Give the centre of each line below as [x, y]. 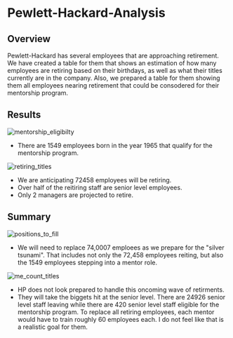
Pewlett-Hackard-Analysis [87, 13]
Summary [29, 217]
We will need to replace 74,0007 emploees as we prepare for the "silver [121, 248]
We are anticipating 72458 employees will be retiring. [94, 180]
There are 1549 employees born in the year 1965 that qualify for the [115, 145]
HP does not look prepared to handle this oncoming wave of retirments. [121, 290]
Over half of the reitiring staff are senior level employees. [100, 187]
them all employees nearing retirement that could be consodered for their [113, 85]
